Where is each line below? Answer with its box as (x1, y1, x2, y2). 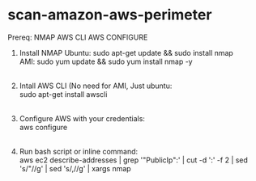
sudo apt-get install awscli (19, 89, 108, 99)
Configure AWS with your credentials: (19, 113, 145, 123)
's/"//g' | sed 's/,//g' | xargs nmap (19, 163, 131, 173)
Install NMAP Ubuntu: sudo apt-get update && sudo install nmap (19, 48, 234, 57)
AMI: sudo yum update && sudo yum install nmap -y (19, 57, 193, 66)
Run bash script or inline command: (19, 146, 139, 156)
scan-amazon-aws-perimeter (7, 6, 212, 24)
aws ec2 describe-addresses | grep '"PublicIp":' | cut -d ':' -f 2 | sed (19, 155, 249, 165)
